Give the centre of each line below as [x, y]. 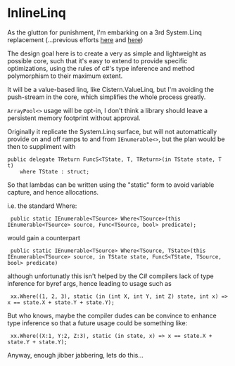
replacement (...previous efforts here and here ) [75, 39]
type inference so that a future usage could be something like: [97, 323]
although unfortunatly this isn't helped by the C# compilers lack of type [110, 276]
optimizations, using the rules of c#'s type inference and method [101, 68]
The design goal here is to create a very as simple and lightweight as [107, 53]
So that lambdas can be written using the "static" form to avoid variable [111, 185]
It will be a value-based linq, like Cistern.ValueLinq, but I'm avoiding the [111, 89]
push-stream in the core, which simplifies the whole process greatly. [107, 97]
